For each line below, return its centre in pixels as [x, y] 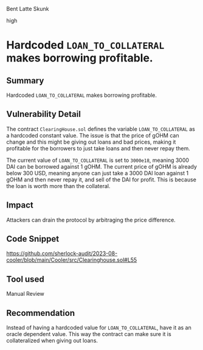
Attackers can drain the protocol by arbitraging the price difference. [91, 220]
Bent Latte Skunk [28, 9]
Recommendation [40, 313]
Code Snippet [33, 239]
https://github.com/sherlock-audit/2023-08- [62, 254]
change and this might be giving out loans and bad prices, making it [91, 142]
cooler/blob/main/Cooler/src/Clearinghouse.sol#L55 [72, 260]
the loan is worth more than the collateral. [58, 186]
